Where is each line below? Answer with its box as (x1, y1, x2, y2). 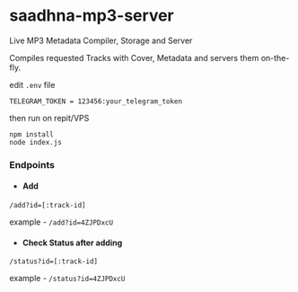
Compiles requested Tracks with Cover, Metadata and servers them (9, 52, 259, 63)
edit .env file (9, 79, 56, 90)
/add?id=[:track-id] (9, 201, 87, 210)
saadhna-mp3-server (9, 5, 175, 26)
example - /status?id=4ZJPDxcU (9, 273, 126, 284)
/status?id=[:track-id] (9, 257, 99, 266)
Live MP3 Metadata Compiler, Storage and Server (9, 35, 193, 46)
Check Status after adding (22, 237, 123, 248)
